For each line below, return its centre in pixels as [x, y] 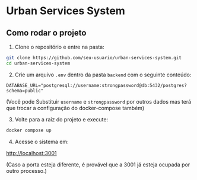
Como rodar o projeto [46, 33]
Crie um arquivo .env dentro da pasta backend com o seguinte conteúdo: [103, 75]
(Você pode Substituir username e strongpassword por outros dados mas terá [99, 101]
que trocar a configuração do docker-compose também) [75, 108]
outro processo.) [27, 171]
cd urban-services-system [38, 63]
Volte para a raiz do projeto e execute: [61, 119]
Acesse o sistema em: [42, 142]
